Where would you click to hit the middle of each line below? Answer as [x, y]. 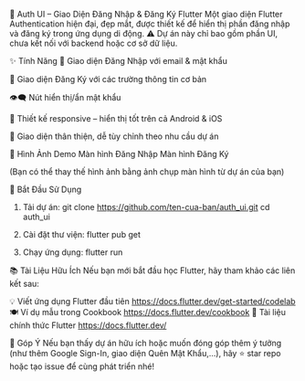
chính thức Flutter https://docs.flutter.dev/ [88, 325]
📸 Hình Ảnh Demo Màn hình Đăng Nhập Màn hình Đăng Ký [119, 154]
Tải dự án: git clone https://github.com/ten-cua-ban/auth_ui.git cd [146, 207]
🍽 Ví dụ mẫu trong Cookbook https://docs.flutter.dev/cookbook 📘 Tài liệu [147, 312]
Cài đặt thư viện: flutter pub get [82, 234]
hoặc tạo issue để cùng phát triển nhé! [82, 366]
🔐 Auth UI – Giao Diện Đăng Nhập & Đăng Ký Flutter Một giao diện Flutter [146, 14]
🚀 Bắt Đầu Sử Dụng [46, 189]
